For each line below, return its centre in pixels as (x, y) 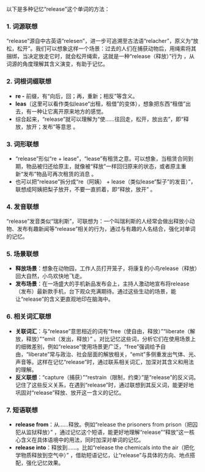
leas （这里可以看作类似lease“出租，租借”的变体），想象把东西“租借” (100, 104)
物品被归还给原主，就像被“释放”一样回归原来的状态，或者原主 (104, 166)
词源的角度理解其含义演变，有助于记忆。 (57, 64)
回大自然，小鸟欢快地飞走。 (50, 276)
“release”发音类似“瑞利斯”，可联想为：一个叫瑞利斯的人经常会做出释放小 (98, 221)
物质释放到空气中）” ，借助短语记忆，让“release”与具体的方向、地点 (105, 455)
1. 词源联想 (22, 26)
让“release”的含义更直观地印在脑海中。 (65, 299)
